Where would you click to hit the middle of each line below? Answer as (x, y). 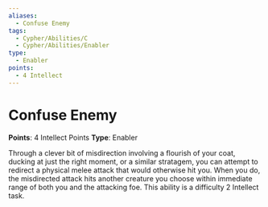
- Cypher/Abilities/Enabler (63, 46)
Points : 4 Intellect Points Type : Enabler (73, 137)
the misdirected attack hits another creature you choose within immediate (130, 178)
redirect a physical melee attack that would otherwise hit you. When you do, (134, 170)
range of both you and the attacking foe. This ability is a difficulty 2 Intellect (134, 187)
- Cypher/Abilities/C (52, 38)
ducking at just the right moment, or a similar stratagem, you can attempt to (134, 161)
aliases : (23, 16)
